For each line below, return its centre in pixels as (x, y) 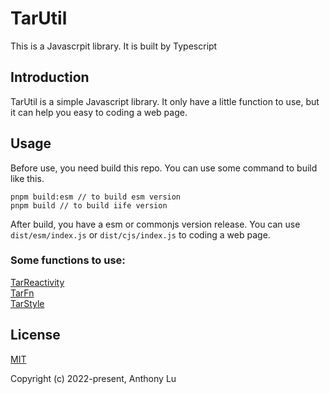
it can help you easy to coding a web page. (99, 112)
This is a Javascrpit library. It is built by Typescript (114, 46)
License (35, 335)
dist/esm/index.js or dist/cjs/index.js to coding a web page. (140, 234)
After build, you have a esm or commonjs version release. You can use (155, 224)
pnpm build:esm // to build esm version (96, 197)
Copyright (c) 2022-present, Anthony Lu (93, 378)
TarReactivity (37, 282)
